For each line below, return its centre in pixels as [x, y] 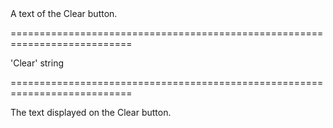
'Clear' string [37, 63]
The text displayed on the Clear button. [91, 112]
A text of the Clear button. [64, 13]
